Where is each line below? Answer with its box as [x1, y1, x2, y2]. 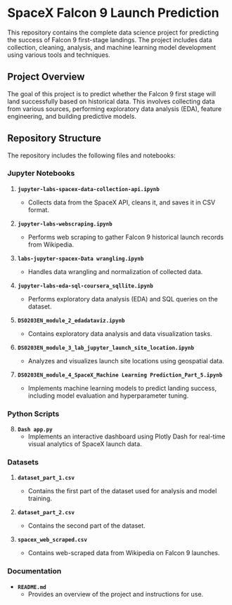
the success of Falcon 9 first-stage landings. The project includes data [7, 35, 212, 44]
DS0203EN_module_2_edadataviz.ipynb [17, 317, 125, 324]
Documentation [7, 566, 62, 576]
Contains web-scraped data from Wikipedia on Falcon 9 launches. [27, 549, 220, 557]
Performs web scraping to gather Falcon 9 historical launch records [27, 233, 224, 241]
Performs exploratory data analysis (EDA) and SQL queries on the [27, 294, 218, 303]
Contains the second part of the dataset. [27, 521, 146, 530]
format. [27, 205, 49, 214]
